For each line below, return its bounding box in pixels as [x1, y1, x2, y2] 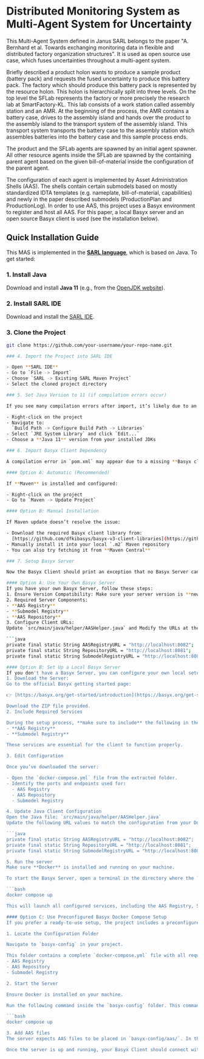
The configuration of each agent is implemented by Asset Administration [6, 176, 188, 183]
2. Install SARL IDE [6, 299, 62, 308]
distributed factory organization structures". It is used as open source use [6, 50, 191, 57]
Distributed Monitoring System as [6, 4, 180, 18]
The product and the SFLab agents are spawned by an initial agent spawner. [6, 145, 197, 152]
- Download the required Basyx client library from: [6, 530, 143, 536]
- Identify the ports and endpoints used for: [6, 780, 126, 786]
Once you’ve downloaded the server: [6, 764, 99, 770]
